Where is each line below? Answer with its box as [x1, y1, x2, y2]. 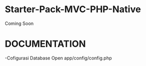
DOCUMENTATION [5, 38, 86, 50]
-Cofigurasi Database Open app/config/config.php [5, 55, 112, 61]
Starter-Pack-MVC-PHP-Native [5, 4, 141, 15]
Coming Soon [5, 20, 34, 26]
